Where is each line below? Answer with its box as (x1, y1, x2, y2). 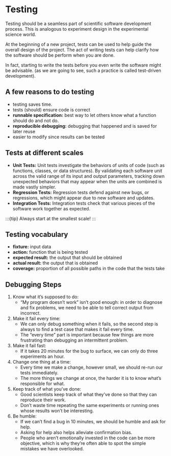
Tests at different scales (5, 149, 84, 157)
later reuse (12, 128, 36, 134)
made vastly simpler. (12, 184, 56, 190)
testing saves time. (12, 101, 52, 107)
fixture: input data (12, 244, 51, 250)
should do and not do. (12, 117, 59, 124)
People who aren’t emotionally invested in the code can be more (20, 435, 155, 441)
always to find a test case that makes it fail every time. (20, 326, 134, 332)
